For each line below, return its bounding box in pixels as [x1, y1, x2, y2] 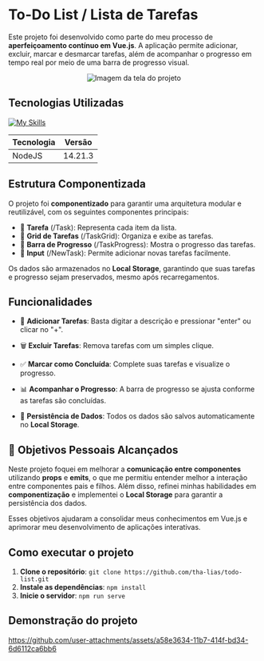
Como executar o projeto [8, 546, 134, 559]
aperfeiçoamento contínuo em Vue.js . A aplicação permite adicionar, [8, 40, 238, 50]
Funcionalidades [8, 294, 93, 309]
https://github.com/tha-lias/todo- [124, 568, 243, 576]
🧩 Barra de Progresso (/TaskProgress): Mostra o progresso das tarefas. [19, 239, 256, 249]
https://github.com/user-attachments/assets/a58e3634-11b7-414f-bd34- [8, 635, 249, 645]
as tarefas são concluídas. [19, 396, 107, 406]
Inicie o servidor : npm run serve [19, 591, 126, 600]
